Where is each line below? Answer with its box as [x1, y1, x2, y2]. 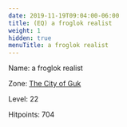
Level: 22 [8, 94, 38, 104]
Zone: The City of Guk [8, 79, 81, 89]
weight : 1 [8, 26, 42, 34]
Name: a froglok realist [8, 63, 84, 73]
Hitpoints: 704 [8, 109, 55, 120]
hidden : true [8, 34, 52, 42]
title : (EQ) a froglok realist [8, 19, 113, 27]
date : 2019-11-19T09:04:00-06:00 [8, 11, 120, 20]
